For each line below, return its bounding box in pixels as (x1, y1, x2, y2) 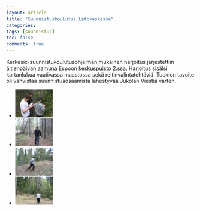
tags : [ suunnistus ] (6, 29, 55, 35)
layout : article (6, 10, 47, 16)
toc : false (6, 35, 34, 41)
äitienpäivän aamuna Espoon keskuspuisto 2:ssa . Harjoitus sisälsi (6, 65, 168, 72)
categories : (6, 22, 36, 28)
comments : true (6, 41, 44, 47)
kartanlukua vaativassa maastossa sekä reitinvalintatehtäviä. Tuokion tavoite (6, 71, 195, 78)
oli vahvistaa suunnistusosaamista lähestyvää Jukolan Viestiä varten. (6, 78, 177, 84)
